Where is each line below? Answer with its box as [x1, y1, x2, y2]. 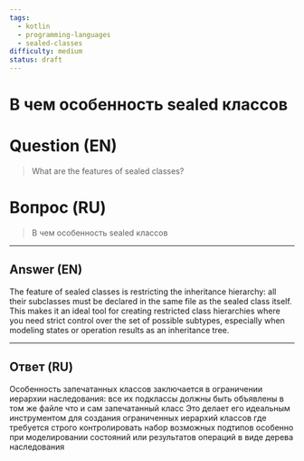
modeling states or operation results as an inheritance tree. [9, 324, 230, 335]
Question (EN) [9, 136, 118, 157]
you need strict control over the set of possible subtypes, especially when [9, 314, 285, 326]
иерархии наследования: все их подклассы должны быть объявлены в [9, 393, 285, 404]
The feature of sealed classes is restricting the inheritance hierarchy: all [9, 286, 277, 297]
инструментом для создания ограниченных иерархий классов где [9, 412, 267, 423]
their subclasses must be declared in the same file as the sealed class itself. [9, 295, 292, 306]
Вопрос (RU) [9, 197, 107, 218]
